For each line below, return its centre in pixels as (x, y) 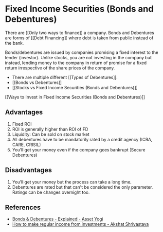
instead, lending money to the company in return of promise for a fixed (76, 63)
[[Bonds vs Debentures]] (37, 82)
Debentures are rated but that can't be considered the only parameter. (82, 187)
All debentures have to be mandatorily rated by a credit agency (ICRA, (82, 139)
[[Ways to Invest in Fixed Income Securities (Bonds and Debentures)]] (75, 97)
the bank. (15, 43)
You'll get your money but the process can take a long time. (72, 182)
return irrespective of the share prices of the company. (60, 68)
